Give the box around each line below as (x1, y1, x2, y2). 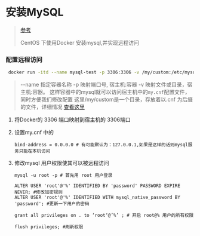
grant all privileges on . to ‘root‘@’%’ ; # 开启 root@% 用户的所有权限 (14, 213, 194, 219)
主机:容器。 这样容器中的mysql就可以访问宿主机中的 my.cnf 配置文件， (20, 88, 190, 96)
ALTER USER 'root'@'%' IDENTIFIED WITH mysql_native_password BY (14, 195, 180, 201)
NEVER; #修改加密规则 (14, 189, 63, 195)
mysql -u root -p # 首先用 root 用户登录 (14, 173, 113, 179)
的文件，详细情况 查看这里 (20, 103, 85, 111)
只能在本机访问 (19, 148, 50, 154)
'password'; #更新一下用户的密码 (14, 201, 90, 207)
